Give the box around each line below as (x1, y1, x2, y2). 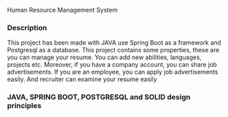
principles (7, 101, 42, 111)
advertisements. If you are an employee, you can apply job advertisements (7, 68, 218, 76)
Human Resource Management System (7, 6, 118, 14)
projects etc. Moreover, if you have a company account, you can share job (7, 61, 218, 69)
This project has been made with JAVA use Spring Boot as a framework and (7, 39, 222, 47)
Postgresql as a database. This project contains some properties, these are (7, 46, 220, 54)
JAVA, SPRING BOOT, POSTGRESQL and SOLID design (7, 92, 191, 102)
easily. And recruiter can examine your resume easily (7, 75, 157, 83)
